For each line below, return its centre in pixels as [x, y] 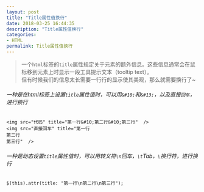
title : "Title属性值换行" [37, 18]
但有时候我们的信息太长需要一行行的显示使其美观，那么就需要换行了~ [108, 79]
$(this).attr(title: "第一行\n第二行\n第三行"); [65, 183]
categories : [21, 35]
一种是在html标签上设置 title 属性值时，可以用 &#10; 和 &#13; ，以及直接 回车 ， [101, 95]
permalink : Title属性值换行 [40, 46]
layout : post [23, 12]
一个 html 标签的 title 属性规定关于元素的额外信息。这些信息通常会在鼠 [108, 64]
